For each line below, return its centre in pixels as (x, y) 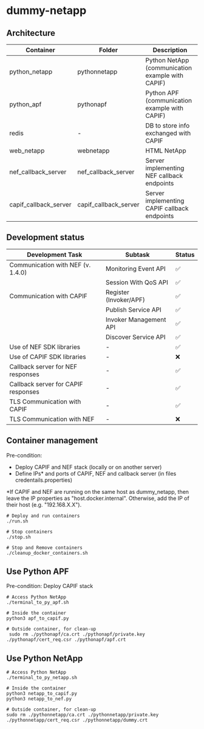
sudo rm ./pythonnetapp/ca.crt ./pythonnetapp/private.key (83, 715)
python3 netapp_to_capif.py (42, 694)
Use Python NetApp (45, 658)
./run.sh (17, 521)
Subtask (138, 255)
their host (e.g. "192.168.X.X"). (44, 504)
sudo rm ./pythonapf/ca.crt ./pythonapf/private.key (77, 635)
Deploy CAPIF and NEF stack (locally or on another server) (88, 467)
